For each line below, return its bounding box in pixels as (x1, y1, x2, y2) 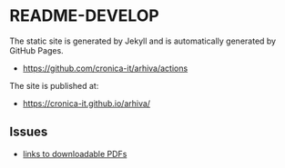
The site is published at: (9, 80, 99, 91)
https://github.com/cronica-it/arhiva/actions (22, 63, 188, 74)
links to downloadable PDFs (22, 148, 127, 159)
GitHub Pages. (9, 44, 64, 55)
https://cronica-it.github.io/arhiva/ (22, 97, 151, 109)
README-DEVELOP (9, 5, 159, 26)
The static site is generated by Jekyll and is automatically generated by (9, 35, 276, 46)
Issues (9, 124, 48, 140)
